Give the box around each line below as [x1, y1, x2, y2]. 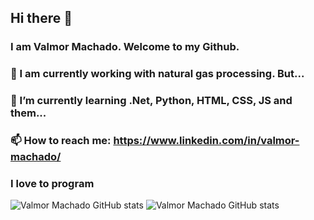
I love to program [10, 177, 95, 190]
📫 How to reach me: [10, 134, 112, 148]
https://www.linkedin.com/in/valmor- [113, 134, 300, 148]
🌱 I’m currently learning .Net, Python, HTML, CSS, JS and [10, 94, 293, 108]
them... [10, 106, 47, 120]
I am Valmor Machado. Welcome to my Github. [10, 40, 240, 54]
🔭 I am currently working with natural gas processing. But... [10, 67, 305, 81]
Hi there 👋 [10, 10, 73, 27]
